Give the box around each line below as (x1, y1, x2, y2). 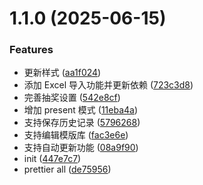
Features (9, 43, 54, 57)
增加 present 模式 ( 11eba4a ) (23, 104, 139, 116)
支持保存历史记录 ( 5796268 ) (23, 117, 141, 129)
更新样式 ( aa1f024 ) (23, 67, 102, 79)
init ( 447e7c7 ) (23, 153, 82, 165)
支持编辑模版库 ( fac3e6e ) (23, 129, 129, 141)
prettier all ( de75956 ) (23, 163, 112, 176)
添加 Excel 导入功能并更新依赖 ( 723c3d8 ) (23, 79, 194, 91)
